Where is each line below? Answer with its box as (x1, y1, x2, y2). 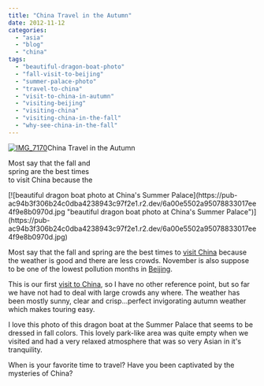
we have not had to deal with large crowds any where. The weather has (8, 288, 240, 297)
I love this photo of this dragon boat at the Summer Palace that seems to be (8, 320, 254, 329)
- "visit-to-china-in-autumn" (15, 92, 114, 100)
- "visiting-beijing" (15, 99, 87, 107)
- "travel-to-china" (15, 84, 83, 93)
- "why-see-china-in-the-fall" (15, 121, 118, 129)
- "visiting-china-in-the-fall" (15, 114, 122, 122)
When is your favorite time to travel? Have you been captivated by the (8, 360, 235, 369)
